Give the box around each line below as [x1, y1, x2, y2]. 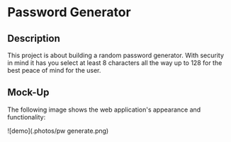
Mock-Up [7, 86, 50, 99]
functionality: [7, 112, 46, 121]
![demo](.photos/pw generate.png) [7, 126, 109, 135]
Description [7, 32, 60, 45]
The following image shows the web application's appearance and [7, 105, 201, 114]
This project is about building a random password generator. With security [7, 51, 225, 59]
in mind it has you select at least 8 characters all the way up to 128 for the [7, 59, 222, 67]
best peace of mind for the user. [7, 66, 101, 74]
